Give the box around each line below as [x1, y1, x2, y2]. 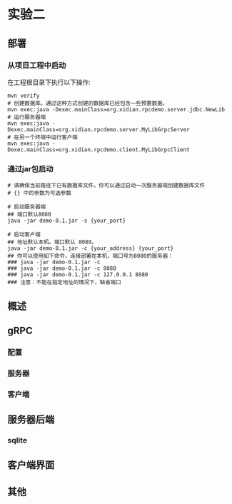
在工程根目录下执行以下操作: [7, 78, 91, 86]
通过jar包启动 [7, 163, 54, 173]
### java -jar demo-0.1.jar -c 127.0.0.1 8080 [7, 271, 148, 278]
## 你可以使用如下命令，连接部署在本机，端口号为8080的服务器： [7, 253, 173, 260]
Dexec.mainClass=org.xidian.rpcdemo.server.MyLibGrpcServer [7, 126, 191, 133]
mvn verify [7, 92, 40, 99]
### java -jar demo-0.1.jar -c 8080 [7, 265, 116, 272]
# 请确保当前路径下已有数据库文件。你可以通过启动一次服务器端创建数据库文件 [7, 182, 206, 189]
